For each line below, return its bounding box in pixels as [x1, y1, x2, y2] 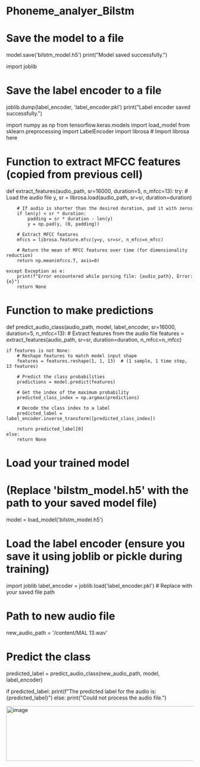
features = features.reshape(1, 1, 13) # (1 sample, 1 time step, [17, 358, 187, 364]
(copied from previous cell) [6, 168, 143, 182]
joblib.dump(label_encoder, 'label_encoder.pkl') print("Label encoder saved [6, 103, 190, 111]
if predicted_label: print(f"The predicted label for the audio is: [6, 688, 157, 695]
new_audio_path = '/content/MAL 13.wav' [6, 629, 108, 636]
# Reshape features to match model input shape [17, 352, 137, 359]
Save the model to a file [6, 32, 124, 45]
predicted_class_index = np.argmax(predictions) [17, 394, 140, 401]
